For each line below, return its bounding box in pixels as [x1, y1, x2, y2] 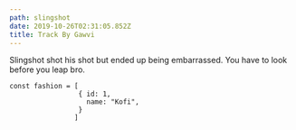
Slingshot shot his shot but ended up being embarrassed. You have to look [9, 55, 288, 66]
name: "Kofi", [86, 97, 140, 107]
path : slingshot [9, 13, 71, 23]
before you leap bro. [9, 64, 86, 75]
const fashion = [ [9, 82, 79, 91]
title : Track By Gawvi [9, 30, 95, 39]
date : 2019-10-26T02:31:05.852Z [9, 22, 131, 31]
